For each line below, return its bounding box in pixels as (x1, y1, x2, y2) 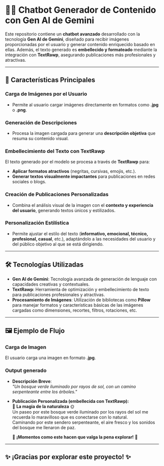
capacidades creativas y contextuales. (12, 281, 90, 287)
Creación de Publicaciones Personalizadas (5, 191, 109, 198)
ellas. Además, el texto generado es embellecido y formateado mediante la (5, 47, 157, 52)
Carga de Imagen (5, 343, 46, 350)
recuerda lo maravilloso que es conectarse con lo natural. (12, 414, 128, 420)
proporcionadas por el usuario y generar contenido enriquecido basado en (5, 41, 155, 47)
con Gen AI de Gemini (5, 15, 94, 26)
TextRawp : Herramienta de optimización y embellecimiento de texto (12, 286, 149, 292)
